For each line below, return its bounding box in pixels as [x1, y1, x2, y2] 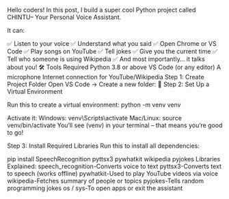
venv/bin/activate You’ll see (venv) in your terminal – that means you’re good [7, 121, 223, 129]
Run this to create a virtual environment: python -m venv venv [7, 101, 181, 109]
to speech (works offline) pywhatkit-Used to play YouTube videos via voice [7, 170, 219, 177]
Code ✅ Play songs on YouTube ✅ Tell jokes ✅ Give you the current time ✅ [7, 47, 218, 55]
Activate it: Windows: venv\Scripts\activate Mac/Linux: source [7, 114, 183, 122]
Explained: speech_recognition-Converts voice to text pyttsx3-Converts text [7, 162, 222, 170]
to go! [7, 129, 24, 136]
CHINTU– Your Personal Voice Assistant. [7, 13, 122, 21]
